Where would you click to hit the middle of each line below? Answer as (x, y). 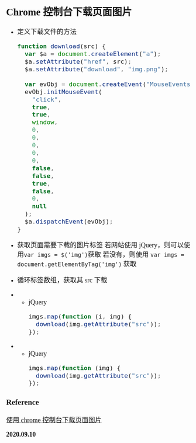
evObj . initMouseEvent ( (63, 92)
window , (45, 122)
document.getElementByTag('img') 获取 (77, 264)
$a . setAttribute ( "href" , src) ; (78, 61)
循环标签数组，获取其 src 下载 (62, 280)
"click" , (47, 99)
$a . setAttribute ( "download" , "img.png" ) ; (96, 69)
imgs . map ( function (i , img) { (80, 316)
